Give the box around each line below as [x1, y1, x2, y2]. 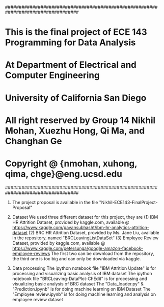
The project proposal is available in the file [12, 199, 98, 205]
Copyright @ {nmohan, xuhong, [5, 158, 137, 169]
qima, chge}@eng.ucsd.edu [5, 168, 123, 179]
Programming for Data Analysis [5, 37, 136, 48]
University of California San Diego [5, 92, 146, 103]
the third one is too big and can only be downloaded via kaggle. [12, 256, 141, 261]
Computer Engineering [5, 70, 100, 81]
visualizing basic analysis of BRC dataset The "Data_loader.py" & [12, 281, 144, 286]
